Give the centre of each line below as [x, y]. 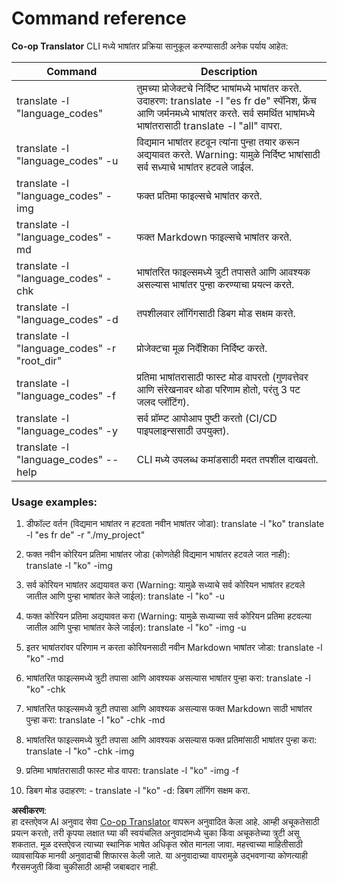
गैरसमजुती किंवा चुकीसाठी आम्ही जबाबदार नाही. [85, 867]
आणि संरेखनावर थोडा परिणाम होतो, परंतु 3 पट [218, 389]
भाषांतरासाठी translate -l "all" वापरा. [209, 125]
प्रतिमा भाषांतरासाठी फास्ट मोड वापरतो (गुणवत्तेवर [222, 377]
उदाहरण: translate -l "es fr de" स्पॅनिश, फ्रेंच [226, 100]
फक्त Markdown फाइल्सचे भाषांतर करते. [214, 237]
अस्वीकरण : [29, 811]
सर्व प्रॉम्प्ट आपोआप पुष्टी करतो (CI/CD [207, 418]
